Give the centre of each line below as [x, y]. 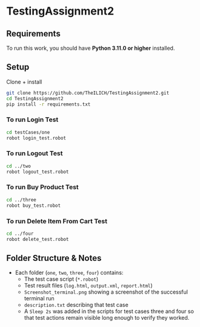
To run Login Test [32, 120]
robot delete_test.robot [38, 239]
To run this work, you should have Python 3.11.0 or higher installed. [91, 48]
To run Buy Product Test [42, 187]
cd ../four [20, 234]
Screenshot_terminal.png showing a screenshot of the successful [106, 292]
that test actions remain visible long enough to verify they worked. [107, 318]
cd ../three [21, 200]
